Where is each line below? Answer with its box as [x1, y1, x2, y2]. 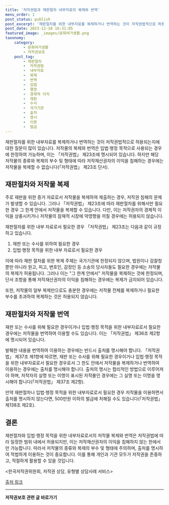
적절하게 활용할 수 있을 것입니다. [12, 457, 75, 463]
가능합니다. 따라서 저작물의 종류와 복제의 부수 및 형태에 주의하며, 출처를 [10, 445, 150, 451]
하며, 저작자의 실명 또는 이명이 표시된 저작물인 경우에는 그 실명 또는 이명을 [10, 373, 155, 379]
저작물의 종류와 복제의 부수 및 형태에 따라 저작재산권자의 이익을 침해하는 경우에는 [5, 157, 164, 163]
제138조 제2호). [5, 402, 36, 408]
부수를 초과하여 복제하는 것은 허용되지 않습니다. [5, 294, 98, 300]
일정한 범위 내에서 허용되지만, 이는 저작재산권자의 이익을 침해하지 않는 [10, 439, 147, 445]
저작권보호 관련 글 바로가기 [5, 494, 57, 500]
